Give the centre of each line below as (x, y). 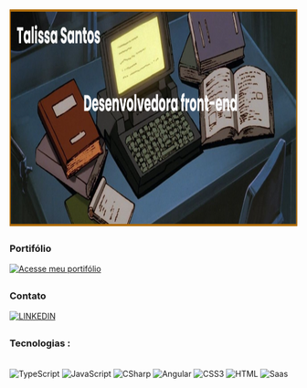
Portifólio (31, 248)
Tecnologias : (40, 343)
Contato (28, 296)
